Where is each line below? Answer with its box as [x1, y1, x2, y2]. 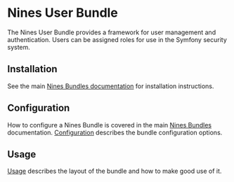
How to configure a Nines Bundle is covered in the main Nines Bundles [7, 120, 212, 129]
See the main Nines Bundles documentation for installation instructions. [7, 82, 214, 90]
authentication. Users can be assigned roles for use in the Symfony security [7, 35, 227, 43]
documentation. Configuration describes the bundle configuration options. [7, 128, 223, 136]
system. [7, 43, 30, 51]
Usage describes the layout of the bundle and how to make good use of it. [7, 167, 222, 176]
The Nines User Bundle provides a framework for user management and [7, 28, 216, 36]
